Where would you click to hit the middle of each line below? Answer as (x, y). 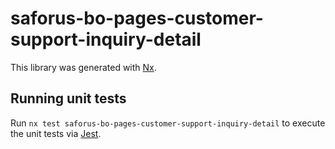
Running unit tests (68, 98)
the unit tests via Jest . (56, 133)
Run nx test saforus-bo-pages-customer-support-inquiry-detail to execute (168, 123)
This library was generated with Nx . (83, 67)
